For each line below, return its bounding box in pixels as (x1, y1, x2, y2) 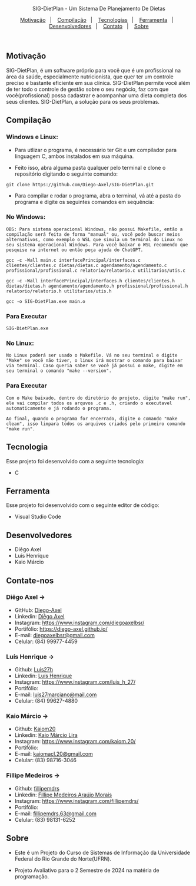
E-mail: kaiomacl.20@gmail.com (14, 750, 93, 757)
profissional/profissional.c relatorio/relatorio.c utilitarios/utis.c (6, 268, 185, 274)
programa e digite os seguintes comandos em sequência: (14, 198, 154, 205)
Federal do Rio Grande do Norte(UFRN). (14, 855, 112, 862)
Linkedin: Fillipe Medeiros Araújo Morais (14, 791, 112, 798)
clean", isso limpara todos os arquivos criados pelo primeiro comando (6, 421, 185, 427)
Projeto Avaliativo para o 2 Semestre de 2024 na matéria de (14, 867, 160, 874)
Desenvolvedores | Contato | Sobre (49, 23, 149, 29)
